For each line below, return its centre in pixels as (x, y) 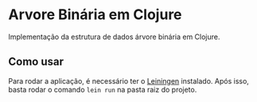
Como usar (36, 62)
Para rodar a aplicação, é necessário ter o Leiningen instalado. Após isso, (128, 80)
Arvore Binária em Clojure (95, 15)
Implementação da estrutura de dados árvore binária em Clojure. (114, 37)
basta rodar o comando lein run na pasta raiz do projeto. (103, 89)
